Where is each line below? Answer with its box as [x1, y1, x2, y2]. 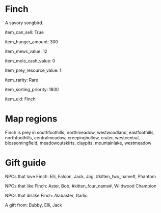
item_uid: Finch [5, 96, 36, 102]
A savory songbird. [5, 20, 44, 26]
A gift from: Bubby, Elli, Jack [5, 202, 62, 208]
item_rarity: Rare [5, 77, 38, 83]
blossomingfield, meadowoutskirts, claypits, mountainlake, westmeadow [5, 140, 152, 146]
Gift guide [5, 157, 46, 168]
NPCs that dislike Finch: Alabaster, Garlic [5, 192, 88, 198]
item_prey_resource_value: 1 [5, 67, 62, 73]
